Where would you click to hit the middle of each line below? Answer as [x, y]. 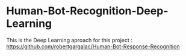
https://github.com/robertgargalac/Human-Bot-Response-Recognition [93, 46]
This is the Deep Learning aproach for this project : [69, 40]
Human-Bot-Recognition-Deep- [87, 11]
